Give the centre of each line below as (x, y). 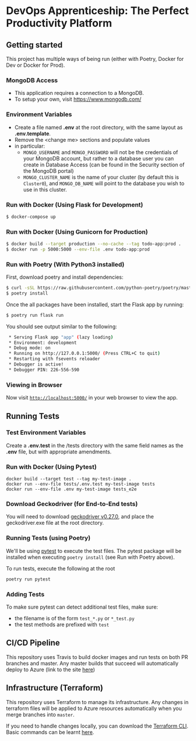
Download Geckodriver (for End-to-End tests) (72, 504)
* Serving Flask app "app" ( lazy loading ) (61, 337)
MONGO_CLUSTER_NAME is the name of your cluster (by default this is (101, 177)
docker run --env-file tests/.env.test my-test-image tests (81, 484)
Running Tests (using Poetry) (48, 538)
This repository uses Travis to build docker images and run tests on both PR (97, 657)
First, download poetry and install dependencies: (65, 277)
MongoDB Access (32, 80)
